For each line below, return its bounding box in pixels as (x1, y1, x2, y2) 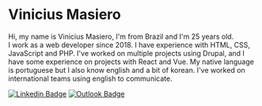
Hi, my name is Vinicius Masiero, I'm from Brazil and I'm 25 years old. (8, 32, 234, 41)
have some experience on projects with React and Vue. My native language (8, 57, 255, 66)
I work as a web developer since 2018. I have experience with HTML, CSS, (8, 40, 251, 49)
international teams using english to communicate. (8, 74, 173, 83)
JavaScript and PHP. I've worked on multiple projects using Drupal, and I (8, 48, 245, 58)
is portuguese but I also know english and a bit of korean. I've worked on (8, 65, 245, 74)
